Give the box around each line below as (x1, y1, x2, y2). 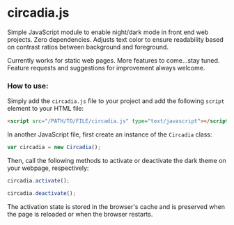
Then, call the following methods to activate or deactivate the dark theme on (7, 156, 226, 164)
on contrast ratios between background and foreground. (7, 42, 169, 51)
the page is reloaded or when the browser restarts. (7, 210, 153, 218)
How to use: (7, 81, 49, 91)
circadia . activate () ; (7, 177, 70, 184)
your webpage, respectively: (7, 164, 89, 172)
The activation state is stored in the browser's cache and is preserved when (7, 202, 225, 210)
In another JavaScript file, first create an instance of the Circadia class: (7, 130, 212, 139)
